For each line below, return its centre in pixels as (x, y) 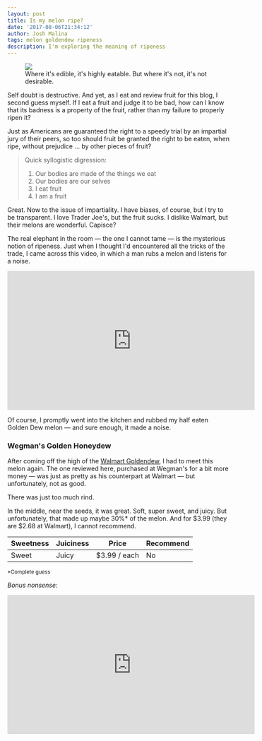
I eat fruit (48, 189)
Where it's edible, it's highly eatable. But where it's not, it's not (116, 74)
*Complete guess (29, 572)
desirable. (40, 81)
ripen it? (19, 118)
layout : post (26, 14)
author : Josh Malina (38, 34)
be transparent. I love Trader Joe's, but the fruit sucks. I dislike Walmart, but (118, 217)
